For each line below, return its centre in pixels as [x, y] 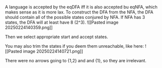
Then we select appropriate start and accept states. [57, 37]
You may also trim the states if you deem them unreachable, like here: [74, 46]
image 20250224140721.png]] [53, 51]
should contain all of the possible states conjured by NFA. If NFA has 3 [75, 17]
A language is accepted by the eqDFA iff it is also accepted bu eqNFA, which [81, 7]
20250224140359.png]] [29, 27]
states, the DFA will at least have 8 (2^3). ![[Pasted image [62, 22]
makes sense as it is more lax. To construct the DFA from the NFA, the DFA [79, 12]
